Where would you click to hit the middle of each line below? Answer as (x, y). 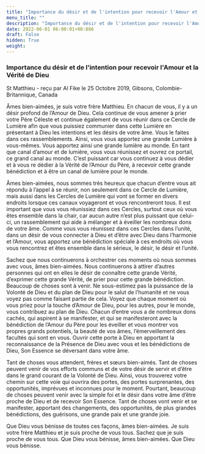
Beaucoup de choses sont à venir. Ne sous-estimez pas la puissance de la (100, 286)
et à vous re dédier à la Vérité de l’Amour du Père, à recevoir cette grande (99, 165)
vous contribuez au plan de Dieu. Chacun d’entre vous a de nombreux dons (101, 312)
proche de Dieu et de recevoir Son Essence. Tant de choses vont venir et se (102, 402)
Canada (48, 95)
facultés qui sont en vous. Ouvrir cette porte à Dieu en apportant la (91, 338)
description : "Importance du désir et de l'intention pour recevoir (95, 23)
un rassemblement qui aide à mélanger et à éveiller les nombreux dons (103, 222)
